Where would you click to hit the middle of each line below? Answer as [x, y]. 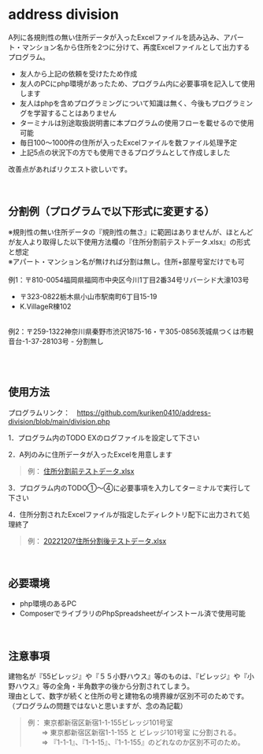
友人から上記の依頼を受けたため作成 [78, 73]
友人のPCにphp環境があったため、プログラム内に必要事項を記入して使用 [137, 83]
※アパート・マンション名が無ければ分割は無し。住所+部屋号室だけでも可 [126, 261]
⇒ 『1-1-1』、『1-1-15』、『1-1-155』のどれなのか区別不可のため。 [143, 742]
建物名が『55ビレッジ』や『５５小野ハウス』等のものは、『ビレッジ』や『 [128, 676]
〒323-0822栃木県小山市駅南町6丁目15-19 [88, 296]
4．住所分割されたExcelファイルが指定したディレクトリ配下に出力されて [126, 514]
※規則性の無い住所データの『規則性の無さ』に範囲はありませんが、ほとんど [131, 232]
